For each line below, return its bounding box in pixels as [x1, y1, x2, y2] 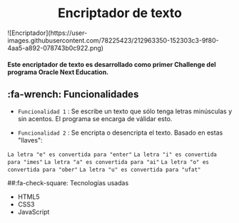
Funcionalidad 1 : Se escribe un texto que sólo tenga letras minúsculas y [17, 107, 233, 115]
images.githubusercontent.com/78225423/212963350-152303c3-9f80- [7, 36, 219, 44]
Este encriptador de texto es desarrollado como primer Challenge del [7, 60, 216, 68]
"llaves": [17, 136, 43, 145]
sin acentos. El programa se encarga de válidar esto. [17, 115, 173, 123]
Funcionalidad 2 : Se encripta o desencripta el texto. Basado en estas [17, 128, 223, 137]
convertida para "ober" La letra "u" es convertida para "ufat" [7, 166, 201, 174]
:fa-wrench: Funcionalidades [7, 88, 139, 100]
